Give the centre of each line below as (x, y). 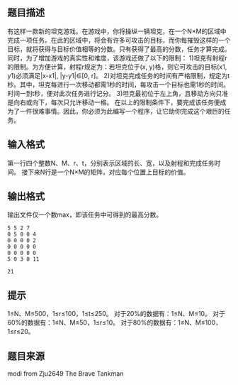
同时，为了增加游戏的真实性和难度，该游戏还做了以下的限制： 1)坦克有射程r (118, 58)
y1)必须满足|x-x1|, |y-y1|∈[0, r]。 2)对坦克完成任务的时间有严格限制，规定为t (119, 75)
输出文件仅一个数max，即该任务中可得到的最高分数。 (85, 215)
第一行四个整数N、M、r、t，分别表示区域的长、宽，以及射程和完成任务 (111, 163)
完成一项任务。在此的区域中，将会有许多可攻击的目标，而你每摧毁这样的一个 (119, 40)
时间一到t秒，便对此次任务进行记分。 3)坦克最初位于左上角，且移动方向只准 (118, 93)
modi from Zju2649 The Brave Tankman (66, 374)
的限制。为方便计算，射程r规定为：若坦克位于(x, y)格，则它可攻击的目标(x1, (117, 67)
